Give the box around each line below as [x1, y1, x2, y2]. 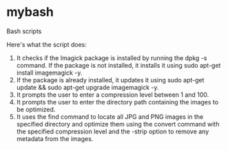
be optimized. [16, 105, 56, 113]
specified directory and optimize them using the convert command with [16, 120, 220, 128]
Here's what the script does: [6, 40, 87, 48]
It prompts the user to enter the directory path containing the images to [16, 97, 218, 106]
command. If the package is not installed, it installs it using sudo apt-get [16, 61, 221, 69]
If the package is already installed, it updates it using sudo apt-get [16, 75, 205, 84]
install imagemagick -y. [16, 68, 83, 77]
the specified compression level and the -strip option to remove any [16, 127, 209, 135]
